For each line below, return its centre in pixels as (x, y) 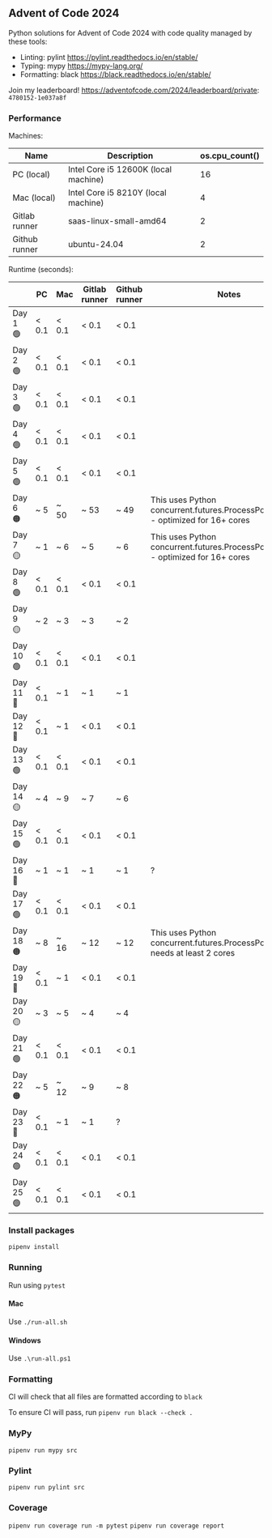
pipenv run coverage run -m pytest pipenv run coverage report (117, 1526)
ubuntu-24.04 (96, 245)
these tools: (28, 41)
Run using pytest (37, 1285)
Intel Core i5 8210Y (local (117, 193)
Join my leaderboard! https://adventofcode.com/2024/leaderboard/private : (134, 90)
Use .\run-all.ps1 (40, 1358)
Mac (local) (34, 198)
